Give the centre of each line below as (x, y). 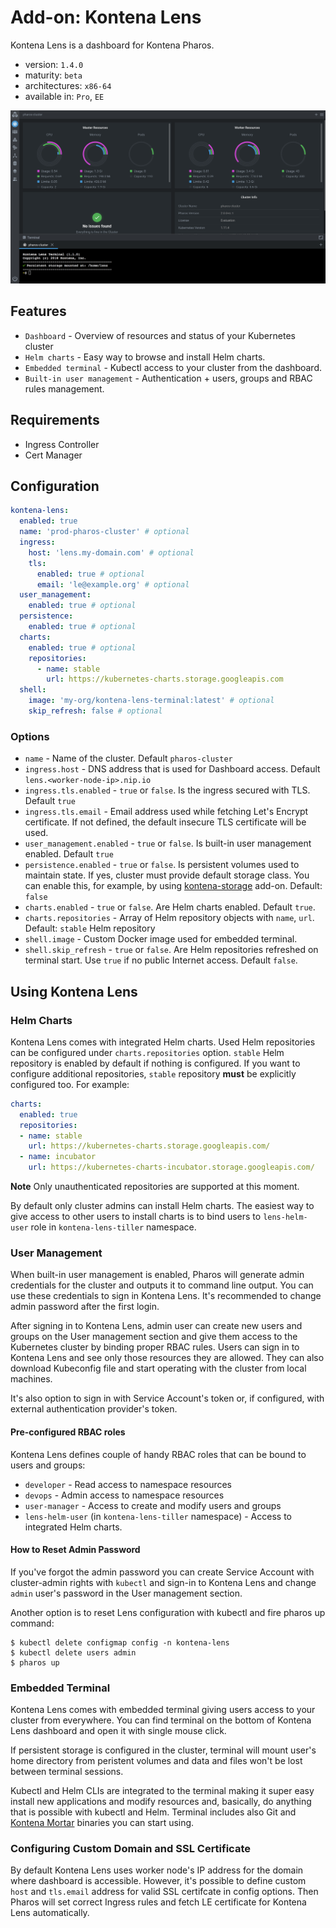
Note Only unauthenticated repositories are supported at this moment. (155, 1187)
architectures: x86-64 (68, 85)
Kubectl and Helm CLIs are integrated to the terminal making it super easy (162, 1791)
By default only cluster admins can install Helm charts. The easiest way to (162, 1206)
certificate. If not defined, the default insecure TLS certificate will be (165, 822)
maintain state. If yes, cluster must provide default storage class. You (167, 875)
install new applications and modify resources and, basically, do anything (161, 1802)
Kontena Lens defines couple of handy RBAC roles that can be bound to (158, 1454)
